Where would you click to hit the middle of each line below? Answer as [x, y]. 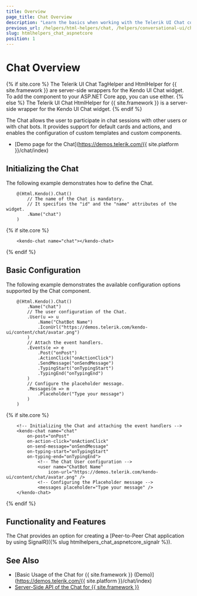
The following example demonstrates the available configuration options [93, 285]
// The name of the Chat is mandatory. [76, 199]
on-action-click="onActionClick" [68, 441]
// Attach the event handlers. [65, 343]
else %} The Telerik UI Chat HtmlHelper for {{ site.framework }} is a [87, 103]
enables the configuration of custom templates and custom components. [94, 133]
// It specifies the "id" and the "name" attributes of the [102, 204]
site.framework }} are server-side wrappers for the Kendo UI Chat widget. [95, 90]
